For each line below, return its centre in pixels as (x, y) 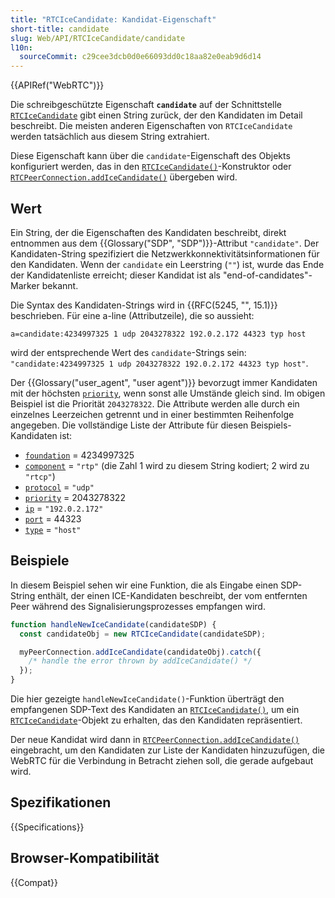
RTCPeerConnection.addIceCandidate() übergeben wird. (124, 177)
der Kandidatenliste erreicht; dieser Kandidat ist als (116, 275)
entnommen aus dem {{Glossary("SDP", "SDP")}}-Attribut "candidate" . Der (165, 243)
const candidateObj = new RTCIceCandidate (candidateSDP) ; (143, 634)
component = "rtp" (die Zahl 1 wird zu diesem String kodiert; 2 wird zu (167, 465)
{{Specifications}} (47, 827)
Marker (25, 285)
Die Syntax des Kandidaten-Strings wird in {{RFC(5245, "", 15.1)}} (144, 305)
